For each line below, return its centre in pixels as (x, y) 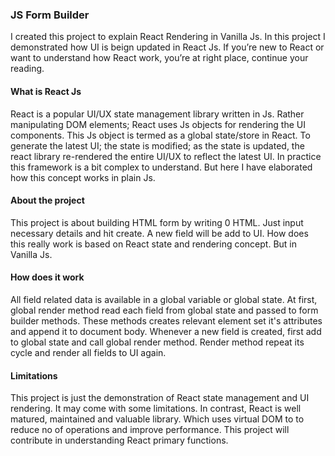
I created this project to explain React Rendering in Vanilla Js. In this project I (168, 37)
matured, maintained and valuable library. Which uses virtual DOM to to (157, 419)
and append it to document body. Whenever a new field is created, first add (166, 331)
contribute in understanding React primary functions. (119, 440)
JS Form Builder (50, 15)
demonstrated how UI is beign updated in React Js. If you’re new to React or (167, 47)
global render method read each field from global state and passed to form (164, 310)
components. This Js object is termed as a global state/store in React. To (160, 135)
